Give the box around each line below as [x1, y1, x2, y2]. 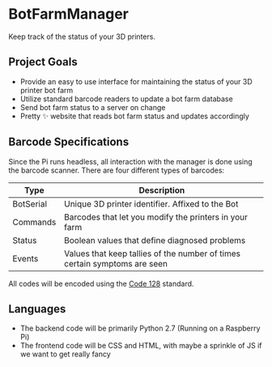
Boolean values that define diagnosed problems [64, 234, 246, 245]
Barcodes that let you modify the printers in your [64, 211, 249, 223]
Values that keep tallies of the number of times [64, 248, 241, 259]
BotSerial [12, 198, 47, 209]
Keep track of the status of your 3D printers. [8, 32, 156, 41]
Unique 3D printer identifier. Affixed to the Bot [64, 198, 239, 209]
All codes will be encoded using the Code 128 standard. [8, 279, 194, 288]
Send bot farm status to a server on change [19, 102, 166, 112]
